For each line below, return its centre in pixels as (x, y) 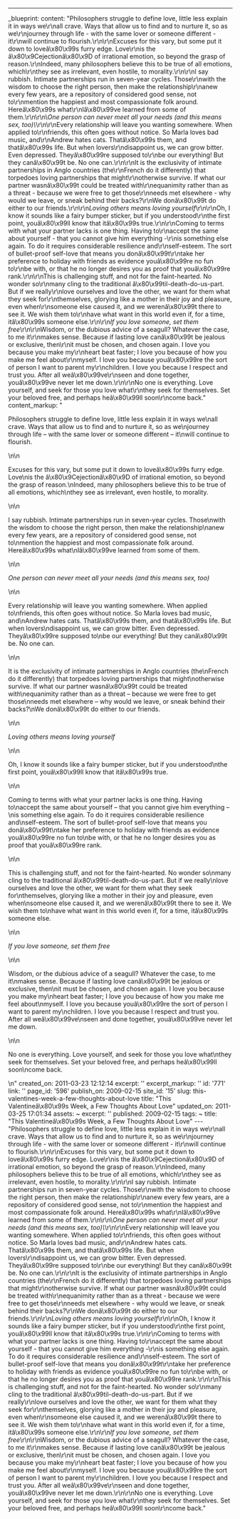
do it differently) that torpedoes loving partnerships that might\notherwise (116, 678)
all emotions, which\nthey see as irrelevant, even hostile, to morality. (108, 492)
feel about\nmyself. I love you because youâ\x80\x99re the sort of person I (118, 1004)
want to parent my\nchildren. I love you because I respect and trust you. (114, 1011)
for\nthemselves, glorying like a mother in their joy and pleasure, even (111, 895)
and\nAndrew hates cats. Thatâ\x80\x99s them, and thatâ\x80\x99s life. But (120, 621)
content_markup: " (35, 405)
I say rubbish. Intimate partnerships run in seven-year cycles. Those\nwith (117, 520)
